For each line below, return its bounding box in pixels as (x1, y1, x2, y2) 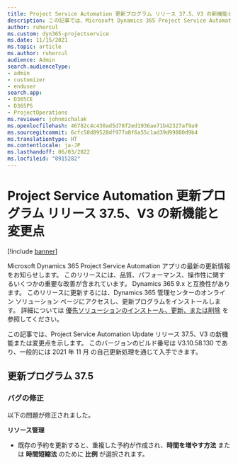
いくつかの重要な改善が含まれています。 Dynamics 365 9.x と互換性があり (13, 279, 230, 287)
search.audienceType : (7, 63, 72, 70)
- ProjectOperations (7, 109, 69, 116)
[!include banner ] (7, 247, 58, 256)
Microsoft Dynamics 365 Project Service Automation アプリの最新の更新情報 (7, 261, 231, 270)
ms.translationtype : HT (7, 135, 78, 142)
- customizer (7, 76, 46, 84)
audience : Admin (7, 57, 55, 64)
